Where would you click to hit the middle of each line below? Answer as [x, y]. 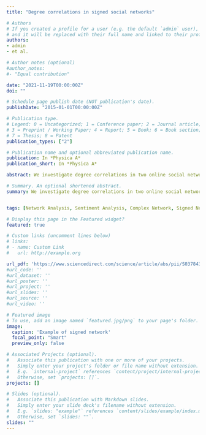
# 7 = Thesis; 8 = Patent [39, 135]
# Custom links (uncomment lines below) [59, 236]
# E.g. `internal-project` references [59, 371]
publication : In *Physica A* [44, 158]
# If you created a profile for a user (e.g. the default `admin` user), [103, 29]
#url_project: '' [29, 287]
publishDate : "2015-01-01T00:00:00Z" [55, 108]
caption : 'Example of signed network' [62, 332]
